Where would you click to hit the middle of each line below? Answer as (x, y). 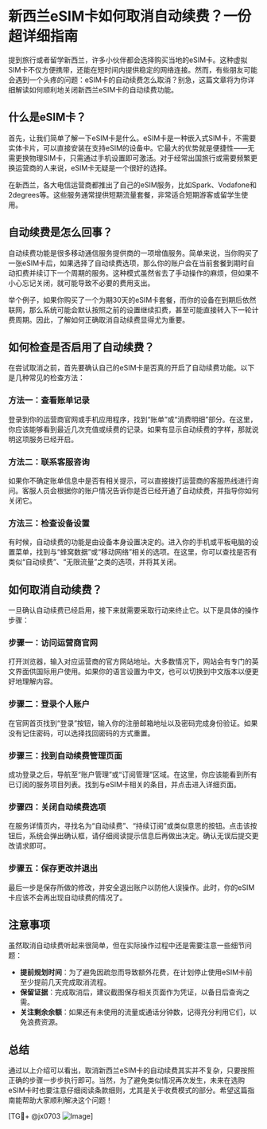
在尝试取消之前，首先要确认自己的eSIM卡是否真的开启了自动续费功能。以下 (132, 368)
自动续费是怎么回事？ (60, 232)
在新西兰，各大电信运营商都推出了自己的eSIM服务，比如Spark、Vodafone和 (132, 185)
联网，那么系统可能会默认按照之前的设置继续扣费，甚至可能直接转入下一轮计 (133, 310)
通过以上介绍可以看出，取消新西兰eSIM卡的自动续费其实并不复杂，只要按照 (132, 1070)
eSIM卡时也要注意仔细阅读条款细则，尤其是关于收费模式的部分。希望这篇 (128, 1090)
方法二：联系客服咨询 (49, 461)
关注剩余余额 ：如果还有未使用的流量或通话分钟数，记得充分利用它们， (135, 1012)
